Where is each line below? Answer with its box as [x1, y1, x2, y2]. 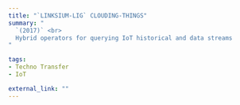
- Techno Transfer [8, 63, 69, 72]
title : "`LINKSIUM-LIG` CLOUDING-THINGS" [8, 11, 148, 20]
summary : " [8, 19, 45, 27]
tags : [8, 56, 26, 64]
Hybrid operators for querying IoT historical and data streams [15, 33, 233, 42]
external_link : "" [8, 84, 69, 92]
